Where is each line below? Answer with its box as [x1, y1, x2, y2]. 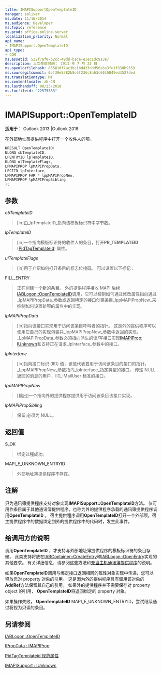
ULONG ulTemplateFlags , [5, 159, 53, 164]
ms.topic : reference [5, 25, 47, 30]
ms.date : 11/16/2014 [5, 16, 47, 21]
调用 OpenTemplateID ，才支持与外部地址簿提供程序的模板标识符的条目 [5, 548, 147, 554]
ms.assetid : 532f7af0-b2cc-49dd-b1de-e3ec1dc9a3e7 [5, 57, 109, 62]
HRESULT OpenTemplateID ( [5, 146, 55, 151]
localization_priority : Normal [5, 34, 68, 39]
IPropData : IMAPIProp [5, 643, 50, 649]
